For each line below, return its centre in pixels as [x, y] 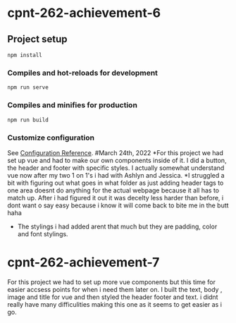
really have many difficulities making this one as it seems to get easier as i [114, 304]
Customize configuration [51, 138]
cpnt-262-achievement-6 [84, 13]
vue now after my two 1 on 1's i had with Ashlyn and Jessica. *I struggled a [116, 175]
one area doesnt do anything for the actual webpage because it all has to [113, 190]
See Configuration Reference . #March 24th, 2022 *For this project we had [116, 152]
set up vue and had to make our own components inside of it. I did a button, [117, 160]
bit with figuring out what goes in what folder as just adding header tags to [116, 183]
